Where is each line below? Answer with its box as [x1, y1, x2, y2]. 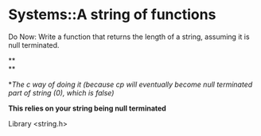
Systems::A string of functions [8, 6, 216, 24]
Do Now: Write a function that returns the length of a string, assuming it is [8, 32, 250, 41]
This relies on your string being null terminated [8, 103, 167, 113]
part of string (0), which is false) [8, 87, 115, 97]
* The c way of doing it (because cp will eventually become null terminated [8, 80, 253, 89]
